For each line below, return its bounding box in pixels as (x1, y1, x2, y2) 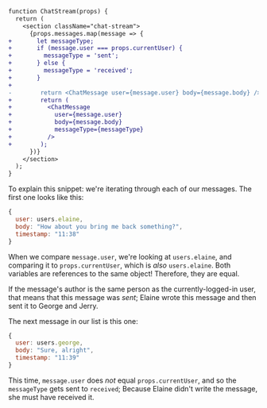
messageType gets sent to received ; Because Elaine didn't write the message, (8, 383, 258, 393)
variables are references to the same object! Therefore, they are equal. (8, 268, 240, 278)
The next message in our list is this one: (8, 316, 139, 325)
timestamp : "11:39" (15, 354, 80, 362)
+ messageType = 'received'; (8, 67, 133, 75)
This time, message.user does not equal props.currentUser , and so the (8, 375, 237, 385)
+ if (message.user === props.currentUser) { (8, 44, 183, 52)
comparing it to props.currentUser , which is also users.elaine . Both (8, 260, 231, 270)
